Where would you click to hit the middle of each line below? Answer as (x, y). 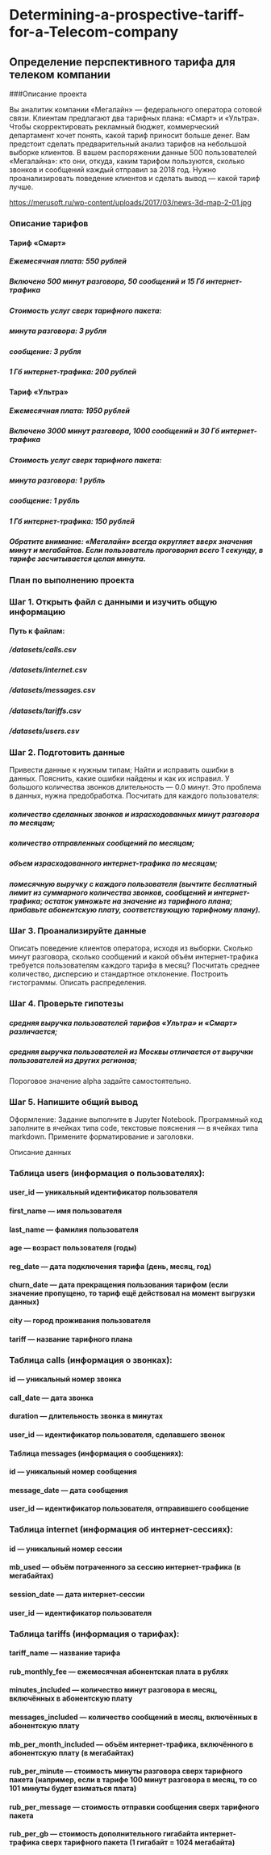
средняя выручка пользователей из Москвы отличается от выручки (131, 1052)
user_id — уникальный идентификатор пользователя (104, 1192)
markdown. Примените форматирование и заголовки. (102, 1136)
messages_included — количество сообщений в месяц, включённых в (133, 1717)
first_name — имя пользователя (65, 1211)
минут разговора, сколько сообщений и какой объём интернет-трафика (134, 957)
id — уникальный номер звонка (65, 1379)
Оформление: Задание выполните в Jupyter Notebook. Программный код (136, 1119)
